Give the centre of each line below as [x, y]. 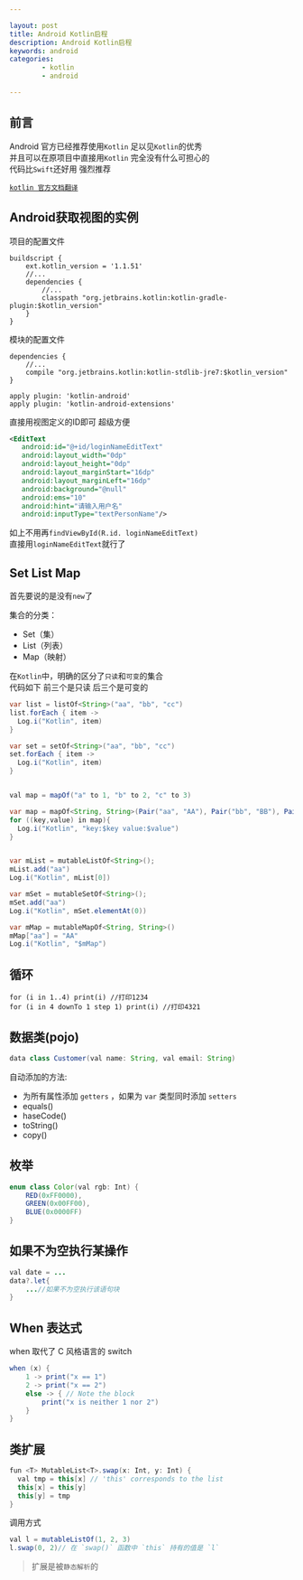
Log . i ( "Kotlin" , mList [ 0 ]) [60, 878]
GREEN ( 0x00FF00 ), [58, 1204]
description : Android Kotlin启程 [71, 42]
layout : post [34, 25]
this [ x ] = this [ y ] [52, 1487]
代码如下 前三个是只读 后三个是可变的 [79, 687]
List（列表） [45, 646]
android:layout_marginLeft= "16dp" [86, 481]
